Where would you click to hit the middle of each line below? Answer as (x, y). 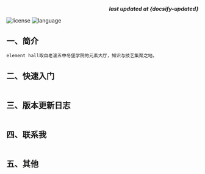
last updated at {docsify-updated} (154, 9)
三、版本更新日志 (38, 105)
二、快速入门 (31, 76)
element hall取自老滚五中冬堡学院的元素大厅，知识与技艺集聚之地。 (82, 55)
